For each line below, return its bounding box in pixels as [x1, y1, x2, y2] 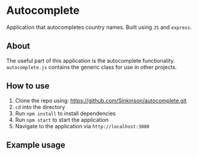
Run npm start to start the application [15, 116, 109, 123]
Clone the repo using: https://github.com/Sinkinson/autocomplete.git [15, 97, 187, 104]
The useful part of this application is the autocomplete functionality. [6, 57, 176, 64]
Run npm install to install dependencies [15, 110, 116, 117]
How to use [6, 81, 50, 91]
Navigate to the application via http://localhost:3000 [15, 122, 150, 129]
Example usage [6, 140, 65, 150]
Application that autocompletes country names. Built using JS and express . [6, 23, 192, 31]
